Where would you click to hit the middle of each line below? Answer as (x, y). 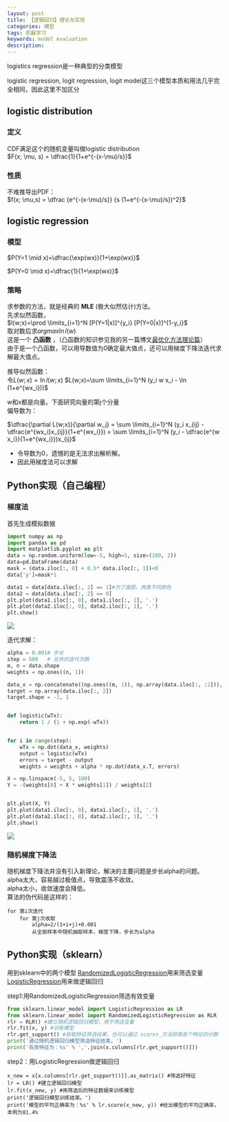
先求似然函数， (28, 315)
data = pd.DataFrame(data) (43, 562)
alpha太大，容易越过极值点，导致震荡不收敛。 (72, 879)
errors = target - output (57, 760)
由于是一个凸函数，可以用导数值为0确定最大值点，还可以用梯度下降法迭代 (111, 348)
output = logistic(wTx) (54, 753)
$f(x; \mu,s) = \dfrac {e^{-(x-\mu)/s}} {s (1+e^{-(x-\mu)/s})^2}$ (97, 199)
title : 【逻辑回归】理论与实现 (46, 20)
